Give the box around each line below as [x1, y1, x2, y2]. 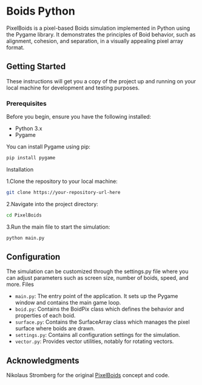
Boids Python [6, 4, 76, 18]
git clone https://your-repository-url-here [6, 189, 121, 195]
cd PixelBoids [6, 212, 42, 218]
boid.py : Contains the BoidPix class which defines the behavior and [15, 305, 184, 313]
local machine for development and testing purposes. [6, 84, 140, 91]
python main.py [6, 235, 45, 241]
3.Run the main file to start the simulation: [6, 223, 110, 231]
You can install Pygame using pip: [6, 143, 91, 150]
